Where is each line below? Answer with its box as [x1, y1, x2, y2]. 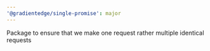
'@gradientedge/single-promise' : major [6, 10, 122, 17]
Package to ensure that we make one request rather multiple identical [6, 29, 204, 37]
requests [6, 35, 32, 44]
